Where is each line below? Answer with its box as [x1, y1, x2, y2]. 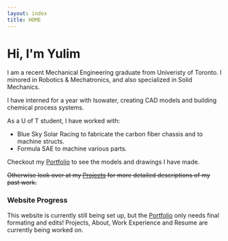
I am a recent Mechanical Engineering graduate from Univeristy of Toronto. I [7, 68, 223, 77]
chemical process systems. [7, 103, 84, 112]
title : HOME [7, 16, 41, 23]
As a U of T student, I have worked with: [7, 117, 121, 125]
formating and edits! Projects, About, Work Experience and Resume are [7, 218, 208, 227]
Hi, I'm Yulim [7, 46, 81, 62]
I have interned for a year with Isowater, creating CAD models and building [7, 97, 217, 105]
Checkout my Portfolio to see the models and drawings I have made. [7, 158, 200, 166]
